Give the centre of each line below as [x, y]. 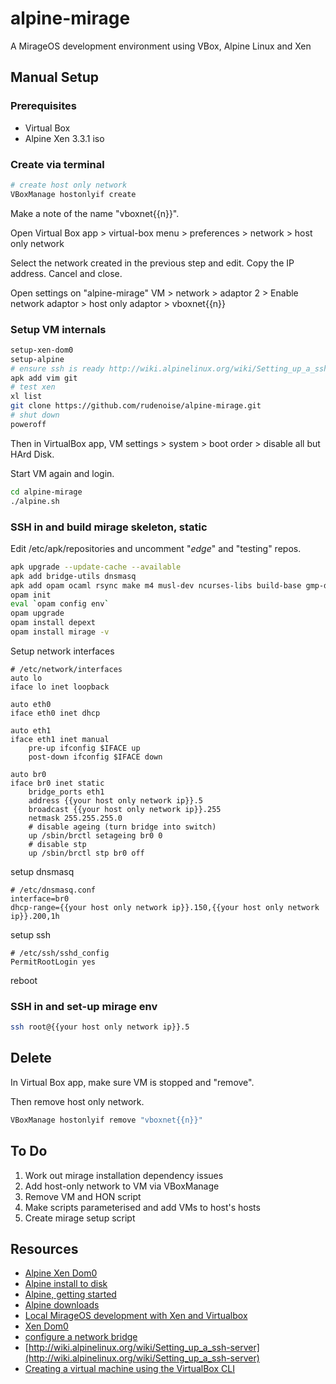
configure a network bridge [81, 1337]
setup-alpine [37, 359]
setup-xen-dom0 [42, 350]
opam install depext [53, 623]
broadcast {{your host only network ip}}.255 [125, 809]
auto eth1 [31, 730]
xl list [26, 397]
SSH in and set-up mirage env [84, 1006]
